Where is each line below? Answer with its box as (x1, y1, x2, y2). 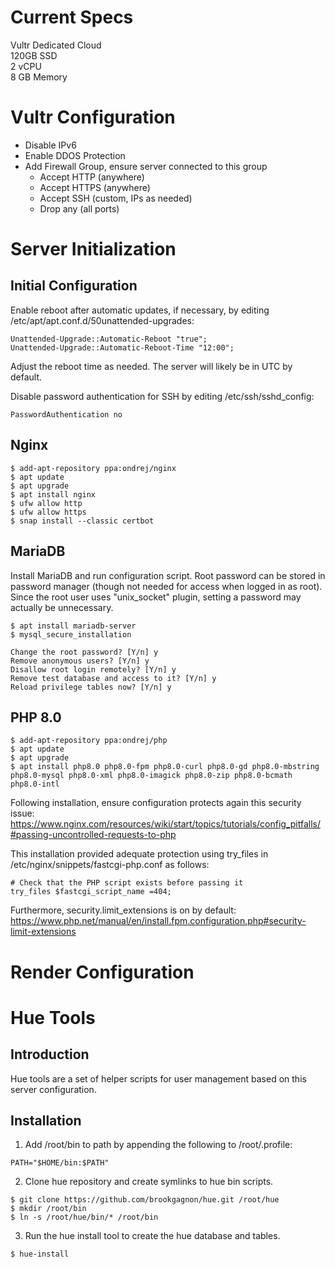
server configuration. (10, 1083, 97, 1095)
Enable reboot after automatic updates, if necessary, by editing (10, 304, 270, 316)
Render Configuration (10, 961, 195, 983)
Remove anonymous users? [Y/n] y (10, 656, 150, 666)
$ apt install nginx (10, 489, 97, 500)
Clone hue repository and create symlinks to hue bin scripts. (24, 1176, 274, 1188)
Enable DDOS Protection (24, 149, 126, 161)
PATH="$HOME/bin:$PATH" (10, 1158, 110, 1168)
